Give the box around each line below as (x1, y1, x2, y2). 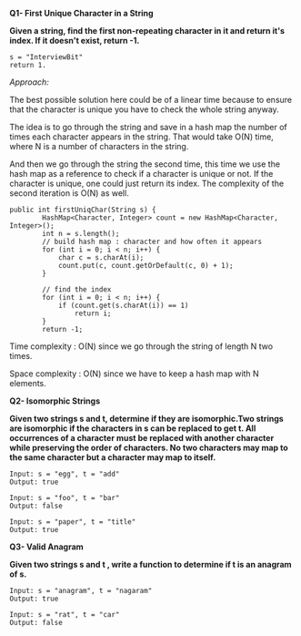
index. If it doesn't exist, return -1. (9, 36, 140, 46)
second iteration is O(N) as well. (9, 188, 129, 199)
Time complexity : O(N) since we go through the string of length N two (9, 341, 274, 352)
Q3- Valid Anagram (9, 541, 84, 552)
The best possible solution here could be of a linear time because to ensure (9, 95, 293, 105)
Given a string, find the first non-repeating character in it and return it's (9, 26, 285, 36)
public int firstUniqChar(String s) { (9, 205, 156, 214)
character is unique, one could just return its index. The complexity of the (9, 178, 285, 189)
